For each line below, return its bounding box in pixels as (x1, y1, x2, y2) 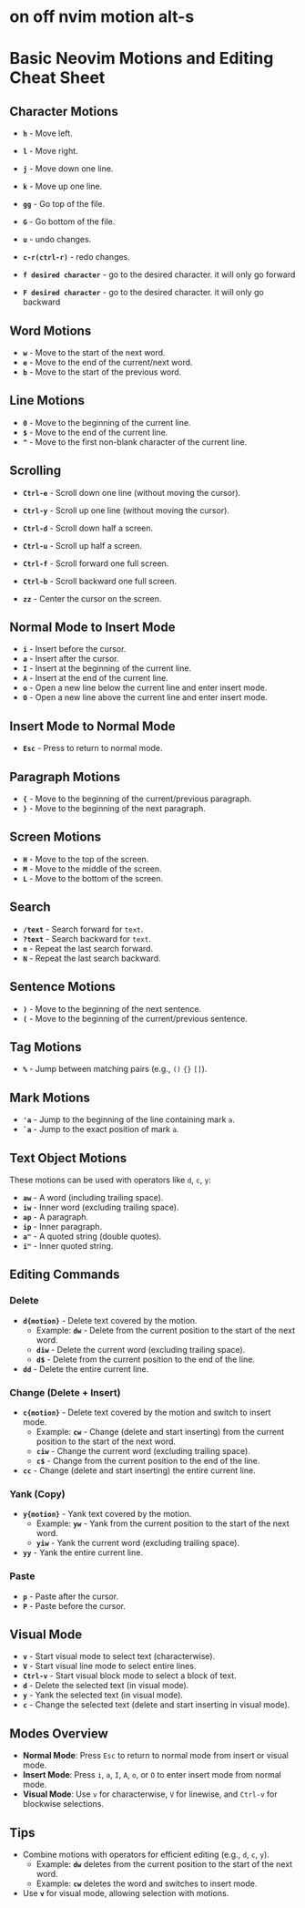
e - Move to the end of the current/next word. (22, 357, 193, 367)
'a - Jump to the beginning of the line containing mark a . (22, 1114, 235, 1125)
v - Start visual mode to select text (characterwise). (22, 1651, 216, 1662)
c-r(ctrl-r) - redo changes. (22, 252, 130, 263)
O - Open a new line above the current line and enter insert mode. (22, 692, 269, 703)
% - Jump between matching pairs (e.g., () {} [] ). (22, 1064, 208, 1075)
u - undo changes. (22, 234, 92, 245)
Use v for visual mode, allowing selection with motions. (22, 1887, 229, 1898)
